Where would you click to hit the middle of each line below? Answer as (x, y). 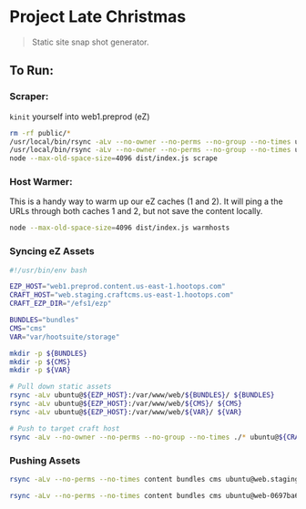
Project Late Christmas (98, 17)
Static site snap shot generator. (90, 42)
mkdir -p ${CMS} (40, 361)
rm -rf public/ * (40, 133)
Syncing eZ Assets (52, 251)
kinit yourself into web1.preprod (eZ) (80, 117)
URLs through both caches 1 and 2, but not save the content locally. (136, 211)
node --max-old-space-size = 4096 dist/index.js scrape (114, 158)
